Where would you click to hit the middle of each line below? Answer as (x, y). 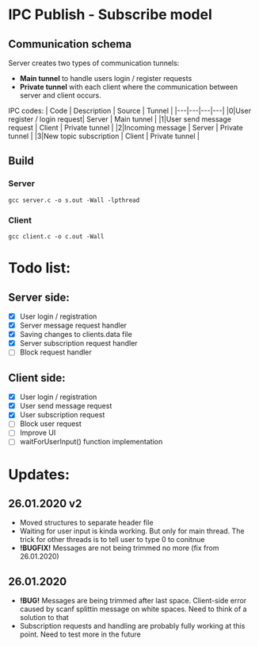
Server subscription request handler (78, 343)
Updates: (39, 474)
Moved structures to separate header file (86, 523)
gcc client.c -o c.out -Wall (56, 236)
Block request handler (56, 352)
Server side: (39, 297)
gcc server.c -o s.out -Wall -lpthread (74, 200)
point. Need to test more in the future (80, 634)
